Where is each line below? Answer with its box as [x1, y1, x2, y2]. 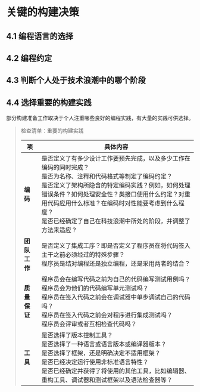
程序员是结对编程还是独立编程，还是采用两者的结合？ [41, 260, 190, 268]
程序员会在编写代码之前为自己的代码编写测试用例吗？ [41, 275, 190, 283]
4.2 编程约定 [6, 53, 52, 63]
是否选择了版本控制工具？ [41, 331, 113, 339]
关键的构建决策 [6, 5, 80, 19]
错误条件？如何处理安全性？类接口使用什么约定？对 [41, 190, 185, 199]
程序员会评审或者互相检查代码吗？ [41, 320, 137, 328]
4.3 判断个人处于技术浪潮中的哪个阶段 [6, 75, 146, 85]
